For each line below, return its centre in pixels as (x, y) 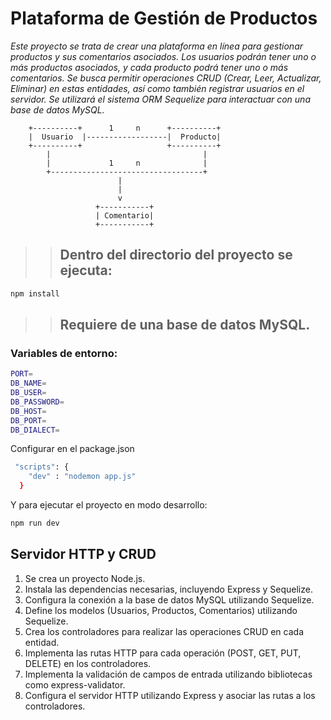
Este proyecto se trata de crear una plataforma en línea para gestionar (157, 46)
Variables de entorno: (64, 353)
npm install (35, 293)
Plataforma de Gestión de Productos (164, 18)
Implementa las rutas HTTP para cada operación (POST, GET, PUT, (163, 653)
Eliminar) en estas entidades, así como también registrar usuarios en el (157, 88)
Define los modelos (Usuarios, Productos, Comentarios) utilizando (161, 610)
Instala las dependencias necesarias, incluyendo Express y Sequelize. (168, 589)
